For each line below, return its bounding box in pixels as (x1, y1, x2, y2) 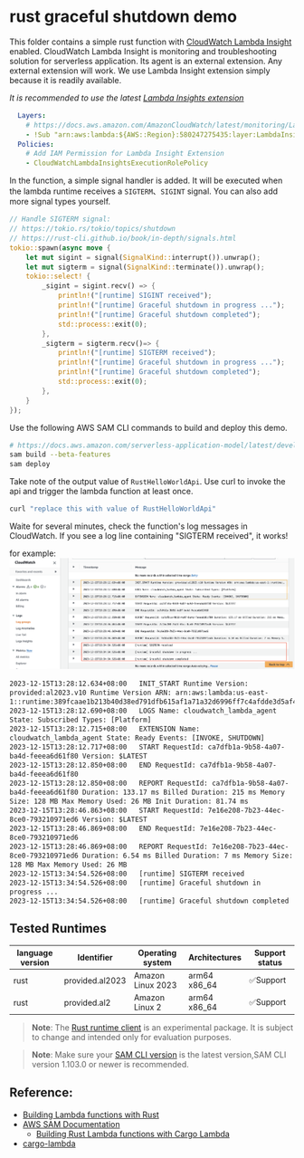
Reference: (9, 1085, 73, 1101)
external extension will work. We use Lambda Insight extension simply (9, 65, 271, 76)
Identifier (77, 952, 113, 963)
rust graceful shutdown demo (9, 6, 238, 27)
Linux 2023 (134, 980, 177, 991)
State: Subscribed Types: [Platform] (9, 715, 152, 724)
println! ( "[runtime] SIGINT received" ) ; (57, 292, 213, 301)
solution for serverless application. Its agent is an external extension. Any (9, 55, 283, 66)
